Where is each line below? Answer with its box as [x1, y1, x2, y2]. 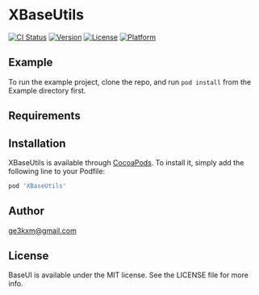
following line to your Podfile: [8, 166, 106, 176]
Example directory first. [8, 85, 86, 95]
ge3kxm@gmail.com [8, 226, 77, 235]
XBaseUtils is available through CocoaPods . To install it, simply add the [8, 157, 244, 167]
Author [8, 204, 44, 218]
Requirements [8, 109, 81, 123]
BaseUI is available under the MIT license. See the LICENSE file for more [8, 270, 249, 280]
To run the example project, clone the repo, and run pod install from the [8, 77, 252, 86]
